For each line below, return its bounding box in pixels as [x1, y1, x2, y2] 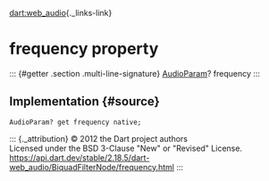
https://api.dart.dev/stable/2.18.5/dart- [9, 152, 150, 163]
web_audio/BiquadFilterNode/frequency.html [9, 161, 174, 172]
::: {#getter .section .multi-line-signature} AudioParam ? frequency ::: [9, 68, 261, 78]
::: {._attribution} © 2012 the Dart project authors [9, 133, 188, 144]
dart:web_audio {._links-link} [9, 8, 113, 18]
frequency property [9, 39, 159, 59]
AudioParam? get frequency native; [9, 118, 142, 127]
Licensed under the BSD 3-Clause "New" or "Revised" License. [9, 143, 243, 153]
